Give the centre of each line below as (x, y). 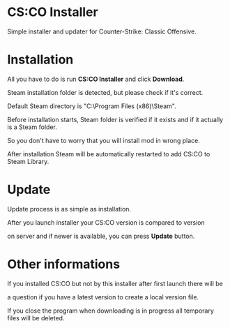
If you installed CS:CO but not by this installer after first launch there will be (115, 283)
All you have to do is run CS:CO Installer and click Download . (96, 79)
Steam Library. (28, 161)
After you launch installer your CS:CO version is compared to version (106, 222)
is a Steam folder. (32, 127)
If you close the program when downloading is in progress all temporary (111, 311)
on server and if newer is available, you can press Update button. (101, 236)
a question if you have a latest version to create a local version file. (103, 297)
